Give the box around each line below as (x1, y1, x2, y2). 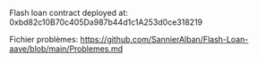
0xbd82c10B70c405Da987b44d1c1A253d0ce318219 (9, 17, 203, 27)
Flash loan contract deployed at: (9, 8, 128, 18)
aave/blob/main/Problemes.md (9, 43, 124, 54)
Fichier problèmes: (9, 35, 79, 44)
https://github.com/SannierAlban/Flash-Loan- (80, 35, 249, 44)
